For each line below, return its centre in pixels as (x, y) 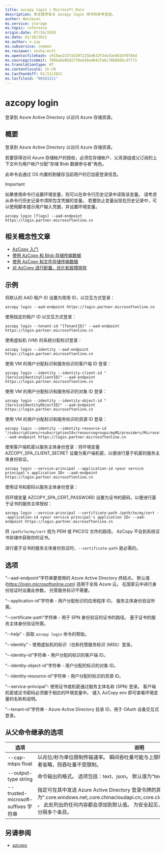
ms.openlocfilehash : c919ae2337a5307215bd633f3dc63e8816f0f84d (71, 56)
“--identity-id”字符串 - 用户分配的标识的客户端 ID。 (56, 655)
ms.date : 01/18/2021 (26, 37)
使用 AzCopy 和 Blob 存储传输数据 (47, 256)
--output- (20, 773)
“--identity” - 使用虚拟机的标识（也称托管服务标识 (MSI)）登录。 (70, 644)
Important (15, 184)
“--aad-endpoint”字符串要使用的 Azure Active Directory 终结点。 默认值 (77, 578)
